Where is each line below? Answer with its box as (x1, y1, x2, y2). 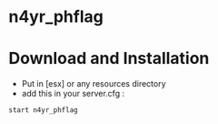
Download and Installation (8, 48, 210, 69)
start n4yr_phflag (8, 106, 78, 115)
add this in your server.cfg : (21, 88, 124, 99)
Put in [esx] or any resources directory (21, 78, 166, 89)
